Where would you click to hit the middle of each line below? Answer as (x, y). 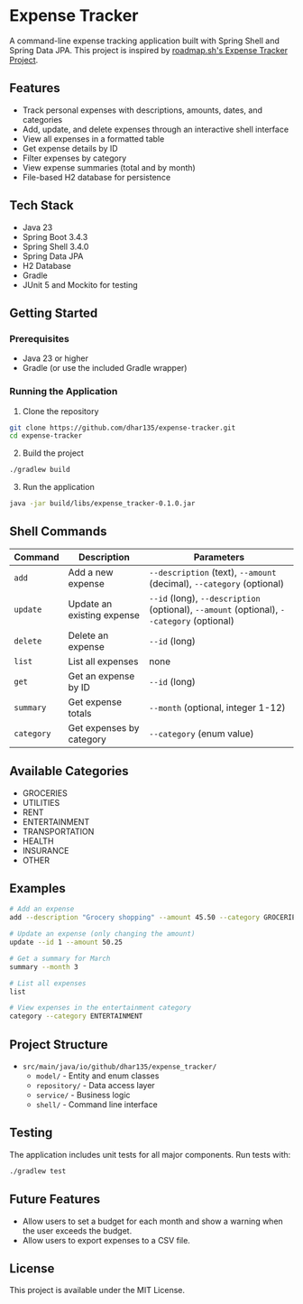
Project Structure (59, 1045)
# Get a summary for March (60, 958)
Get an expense (101, 676)
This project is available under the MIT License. (97, 1290)
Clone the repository (60, 411)
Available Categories (69, 771)
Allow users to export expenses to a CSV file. (106, 1240)
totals (80, 713)
